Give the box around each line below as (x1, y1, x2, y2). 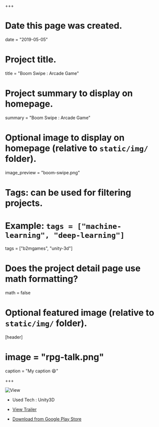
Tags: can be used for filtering (5, 187, 131, 198)
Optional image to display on (5, 132, 125, 143)
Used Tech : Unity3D (12, 397, 55, 403)
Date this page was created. (5, 20, 122, 31)
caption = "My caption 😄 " (5, 368, 58, 374)
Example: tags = (5, 220, 73, 231)
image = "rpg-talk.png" (5, 351, 104, 362)
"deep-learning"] (53, 231, 125, 240)
